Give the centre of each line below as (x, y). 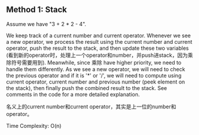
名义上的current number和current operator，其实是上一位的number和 (91, 107)
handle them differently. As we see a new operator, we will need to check (96, 69)
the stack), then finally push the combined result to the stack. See (87, 88)
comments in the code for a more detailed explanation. (73, 94)
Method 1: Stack (37, 10)
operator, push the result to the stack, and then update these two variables (97, 48)
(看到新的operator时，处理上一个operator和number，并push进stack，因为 (97, 55)
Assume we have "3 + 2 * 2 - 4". (46, 24)
